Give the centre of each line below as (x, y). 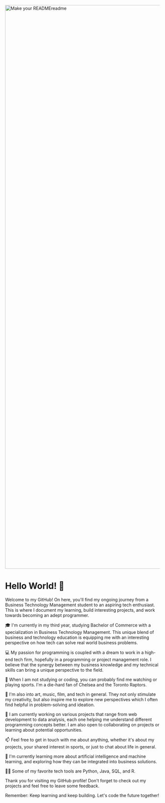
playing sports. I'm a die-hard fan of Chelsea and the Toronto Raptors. (76, 684)
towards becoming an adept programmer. (47, 615)
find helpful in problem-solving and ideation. (50, 705)
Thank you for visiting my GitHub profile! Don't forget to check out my (76, 780)
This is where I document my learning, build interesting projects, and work (80, 610)
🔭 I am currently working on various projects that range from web (71, 714)
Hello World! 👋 (35, 586)
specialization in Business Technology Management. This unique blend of (80, 632)
